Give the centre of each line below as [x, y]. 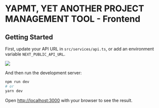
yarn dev [14, 91]
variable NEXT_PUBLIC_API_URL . [35, 54]
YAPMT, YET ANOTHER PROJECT [75, 9]
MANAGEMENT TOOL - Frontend [73, 19]
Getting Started [29, 37]
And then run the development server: [44, 73]
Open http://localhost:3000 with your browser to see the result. [69, 100]
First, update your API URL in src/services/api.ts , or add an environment [79, 49]
